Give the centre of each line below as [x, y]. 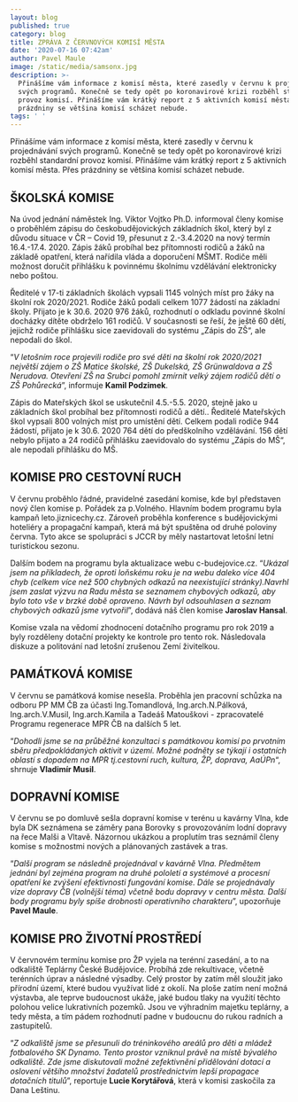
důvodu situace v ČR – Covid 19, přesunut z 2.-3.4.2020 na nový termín [140, 238]
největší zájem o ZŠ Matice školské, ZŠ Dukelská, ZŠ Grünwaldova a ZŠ [141, 366]
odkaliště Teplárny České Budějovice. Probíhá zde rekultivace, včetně [137, 969]
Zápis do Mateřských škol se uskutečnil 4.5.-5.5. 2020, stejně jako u [134, 402]
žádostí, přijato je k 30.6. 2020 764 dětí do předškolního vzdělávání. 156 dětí [149, 430]
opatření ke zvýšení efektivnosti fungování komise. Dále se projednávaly [142, 882]
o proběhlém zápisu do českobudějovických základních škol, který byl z [141, 228]
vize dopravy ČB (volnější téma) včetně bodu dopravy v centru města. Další [148, 892]
